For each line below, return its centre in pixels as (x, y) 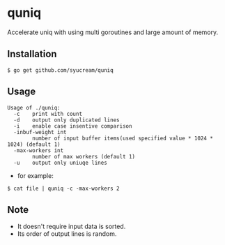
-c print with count (48, 114)
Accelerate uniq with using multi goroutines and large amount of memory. (113, 32)
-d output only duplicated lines (67, 120)
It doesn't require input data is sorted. (71, 227)
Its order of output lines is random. (67, 234)
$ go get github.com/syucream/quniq (60, 70)
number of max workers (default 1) (84, 156)
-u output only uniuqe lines (61, 163)
